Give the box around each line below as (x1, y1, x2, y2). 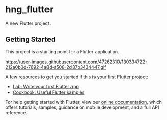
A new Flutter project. (5, 20, 51, 26)
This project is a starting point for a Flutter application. (5, 48, 120, 54)
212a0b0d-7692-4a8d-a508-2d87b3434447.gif (5, 64, 106, 70)
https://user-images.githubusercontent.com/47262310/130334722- (5, 58, 148, 65)
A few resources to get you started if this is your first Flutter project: (5, 74, 148, 80)
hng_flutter (5, 4, 54, 15)
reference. (5, 109, 27, 115)
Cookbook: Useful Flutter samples (12, 89, 85, 95)
